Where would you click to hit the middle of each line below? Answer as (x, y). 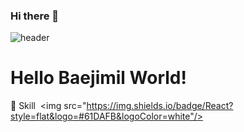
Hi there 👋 (35, 16)
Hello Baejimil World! (98, 78)
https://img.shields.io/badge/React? (160, 106)
